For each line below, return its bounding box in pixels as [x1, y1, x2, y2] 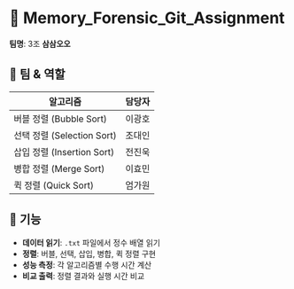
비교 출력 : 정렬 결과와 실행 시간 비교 [21, 270, 145, 281]
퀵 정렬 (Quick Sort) [13, 179, 95, 191]
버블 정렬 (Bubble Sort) [13, 113, 108, 125]
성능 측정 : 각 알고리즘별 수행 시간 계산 [21, 259, 152, 269]
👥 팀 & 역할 [9, 66, 66, 82]
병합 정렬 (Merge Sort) [13, 162, 105, 175]
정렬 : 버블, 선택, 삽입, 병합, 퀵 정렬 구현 [21, 248, 157, 259]
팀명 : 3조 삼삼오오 [9, 38, 71, 49]
